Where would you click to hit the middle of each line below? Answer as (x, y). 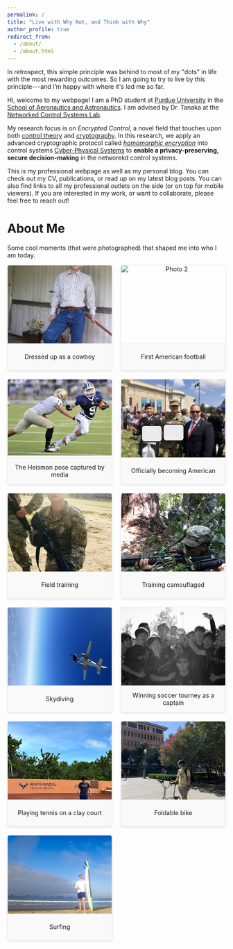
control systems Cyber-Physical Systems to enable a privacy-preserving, (113, 150)
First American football (173, 357)
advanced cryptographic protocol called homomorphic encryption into (107, 143)
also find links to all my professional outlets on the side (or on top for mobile (115, 186)
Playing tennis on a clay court (60, 813)
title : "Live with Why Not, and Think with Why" (79, 22)
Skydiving (60, 699)
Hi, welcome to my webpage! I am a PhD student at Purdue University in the (115, 100)
